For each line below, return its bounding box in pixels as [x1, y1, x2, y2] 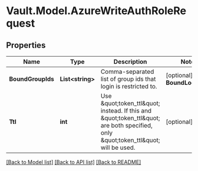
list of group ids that [100, 75, 156, 83]
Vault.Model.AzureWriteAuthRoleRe [6, 4, 187, 18]
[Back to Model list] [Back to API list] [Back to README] [6, 159, 141, 166]
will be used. [100, 143, 136, 152]
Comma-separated [100, 68, 154, 75]
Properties [6, 40, 46, 50]
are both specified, [100, 121, 153, 129]
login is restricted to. [100, 83, 157, 90]
